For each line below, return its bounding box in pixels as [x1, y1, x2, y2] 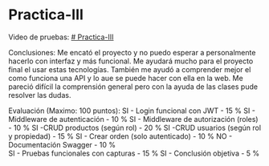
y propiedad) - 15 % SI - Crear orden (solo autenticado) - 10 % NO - [8, 131, 233, 141]
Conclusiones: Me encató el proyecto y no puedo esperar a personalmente [8, 47, 256, 57]
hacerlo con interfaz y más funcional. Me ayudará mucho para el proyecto [8, 56, 254, 66]
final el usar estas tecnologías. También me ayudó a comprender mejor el [8, 64, 251, 74]
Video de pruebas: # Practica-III [8, 32, 114, 42]
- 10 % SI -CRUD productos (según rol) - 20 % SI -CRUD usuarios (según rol [8, 123, 262, 132]
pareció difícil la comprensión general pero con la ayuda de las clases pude [8, 82, 259, 91]
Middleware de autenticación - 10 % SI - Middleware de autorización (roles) [8, 114, 259, 123]
